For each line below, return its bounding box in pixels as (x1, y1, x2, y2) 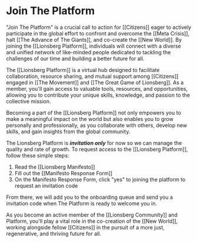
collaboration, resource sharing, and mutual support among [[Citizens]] (6, 73, 179, 80)
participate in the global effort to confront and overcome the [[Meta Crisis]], (6, 29, 190, 37)
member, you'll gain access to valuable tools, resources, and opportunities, (6, 85, 188, 92)
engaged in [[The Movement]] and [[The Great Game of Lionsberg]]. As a (6, 78, 184, 86)
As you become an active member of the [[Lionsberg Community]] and (6, 211, 178, 218)
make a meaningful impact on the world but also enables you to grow (6, 115, 173, 122)
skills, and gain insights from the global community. (6, 128, 131, 135)
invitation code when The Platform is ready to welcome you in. (6, 199, 158, 207)
